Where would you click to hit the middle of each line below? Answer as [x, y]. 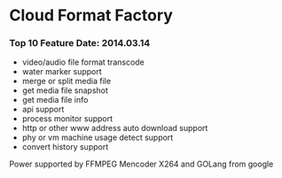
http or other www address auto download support [115, 128]
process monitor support [67, 119]
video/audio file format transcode [83, 62]
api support [43, 109]
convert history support [65, 147]
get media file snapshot [65, 90]
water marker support [62, 72]
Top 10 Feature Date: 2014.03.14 [80, 43]
